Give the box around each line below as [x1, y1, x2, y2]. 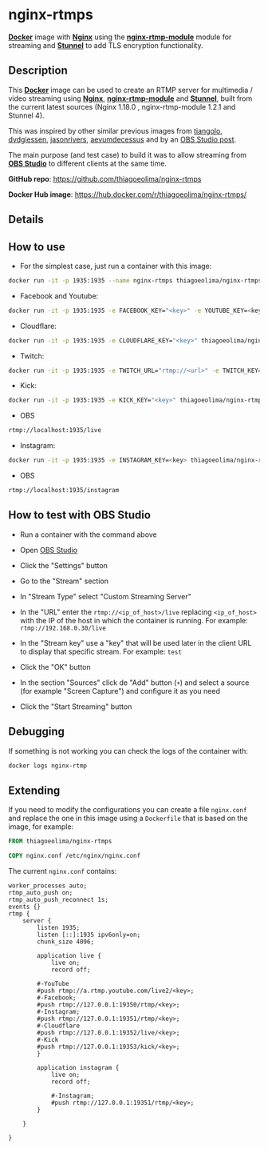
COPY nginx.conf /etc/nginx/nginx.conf [8, 852, 141, 860]
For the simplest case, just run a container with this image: [19, 261, 212, 270]
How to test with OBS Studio [8, 508, 152, 522]
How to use [8, 240, 65, 254]
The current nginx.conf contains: [8, 867, 117, 876]
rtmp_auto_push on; [8, 889, 73, 897]
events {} [8, 903, 41, 911]
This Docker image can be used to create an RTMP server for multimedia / [8, 85, 254, 94]
